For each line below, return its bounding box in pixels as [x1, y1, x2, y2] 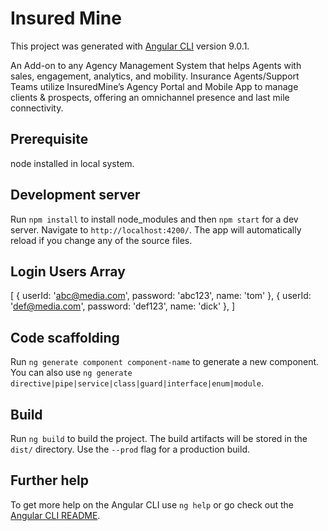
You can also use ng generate [10, 367, 133, 379]
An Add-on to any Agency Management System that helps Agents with [10, 59, 302, 71]
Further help [10, 472, 90, 489]
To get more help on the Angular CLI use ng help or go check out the [10, 498, 294, 511]
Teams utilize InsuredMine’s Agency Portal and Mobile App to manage [10, 80, 299, 92]
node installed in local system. [10, 157, 135, 169]
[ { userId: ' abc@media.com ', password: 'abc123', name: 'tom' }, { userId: [10, 290, 312, 302]
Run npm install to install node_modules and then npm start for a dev [10, 213, 299, 225]
